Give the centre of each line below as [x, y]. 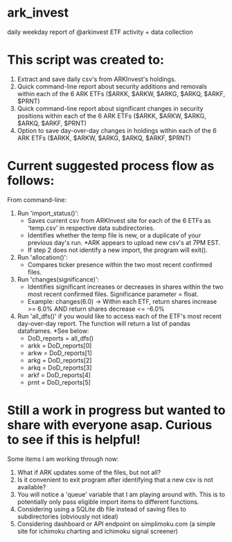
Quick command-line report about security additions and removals [112, 86]
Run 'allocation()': [42, 257]
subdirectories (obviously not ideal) [68, 516]
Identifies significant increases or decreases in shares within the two [125, 287]
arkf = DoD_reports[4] [59, 374]
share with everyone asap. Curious [110, 425]
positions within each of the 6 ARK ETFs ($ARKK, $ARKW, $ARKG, [111, 116]
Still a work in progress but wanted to [116, 410]
